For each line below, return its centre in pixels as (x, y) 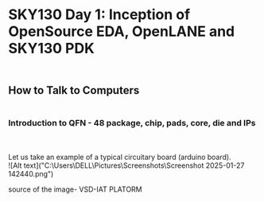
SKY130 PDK (52, 49)
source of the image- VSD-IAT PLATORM (76, 189)
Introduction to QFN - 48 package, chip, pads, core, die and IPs (132, 122)
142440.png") (31, 173)
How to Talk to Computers (74, 90)
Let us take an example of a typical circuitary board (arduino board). (120, 157)
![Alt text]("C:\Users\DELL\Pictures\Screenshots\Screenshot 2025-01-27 (126, 165)
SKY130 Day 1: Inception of (99, 15)
